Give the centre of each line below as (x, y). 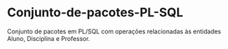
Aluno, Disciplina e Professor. (49, 38)
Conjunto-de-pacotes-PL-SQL (95, 13)
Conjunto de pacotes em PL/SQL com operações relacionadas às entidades (114, 31)
